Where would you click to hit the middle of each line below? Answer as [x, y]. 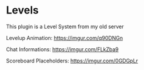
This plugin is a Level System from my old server [65, 26]
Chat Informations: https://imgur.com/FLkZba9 [62, 49]
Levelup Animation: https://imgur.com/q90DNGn [65, 38]
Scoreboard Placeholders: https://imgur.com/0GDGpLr [72, 61]
